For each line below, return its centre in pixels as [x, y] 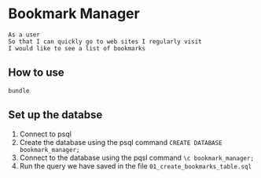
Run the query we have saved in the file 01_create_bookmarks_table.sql [136, 165]
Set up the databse [55, 115]
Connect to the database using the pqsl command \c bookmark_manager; [136, 158]
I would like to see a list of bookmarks [77, 48]
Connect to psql [46, 134]
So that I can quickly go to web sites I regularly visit [105, 41]
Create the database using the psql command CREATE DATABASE [121, 142]
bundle [19, 91]
